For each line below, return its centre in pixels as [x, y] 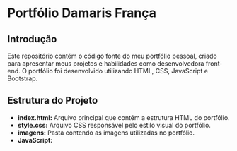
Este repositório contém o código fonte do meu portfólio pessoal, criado [112, 56]
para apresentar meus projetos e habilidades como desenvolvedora [106, 64]
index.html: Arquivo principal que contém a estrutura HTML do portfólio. [123, 117]
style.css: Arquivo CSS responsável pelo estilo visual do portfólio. [114, 125]
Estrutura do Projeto [53, 101]
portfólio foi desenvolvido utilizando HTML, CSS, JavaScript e [118, 71]
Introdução [32, 39]
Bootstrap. [23, 78]
